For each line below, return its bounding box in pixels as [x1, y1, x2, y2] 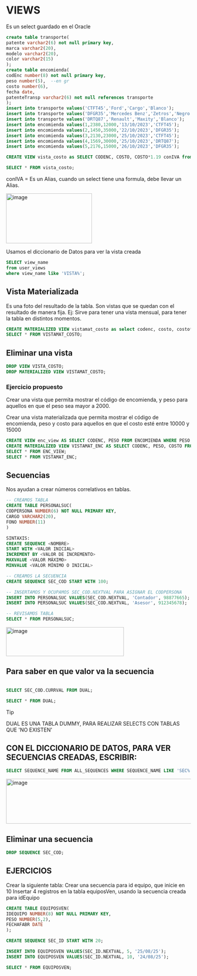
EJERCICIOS [6, 866, 52, 876]
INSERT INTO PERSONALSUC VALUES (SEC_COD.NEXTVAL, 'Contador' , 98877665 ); [6, 595, 191, 601]
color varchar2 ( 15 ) [6, 56, 54, 62]
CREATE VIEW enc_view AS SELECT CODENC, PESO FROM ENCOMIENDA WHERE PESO [6, 438, 191, 444]
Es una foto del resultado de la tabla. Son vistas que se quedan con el [6, 302, 175, 309]
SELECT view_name [6, 260, 49, 266]
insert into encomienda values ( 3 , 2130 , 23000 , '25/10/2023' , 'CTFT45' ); [6, 133, 180, 139]
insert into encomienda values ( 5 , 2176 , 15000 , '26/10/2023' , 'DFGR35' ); [6, 143, 180, 150]
